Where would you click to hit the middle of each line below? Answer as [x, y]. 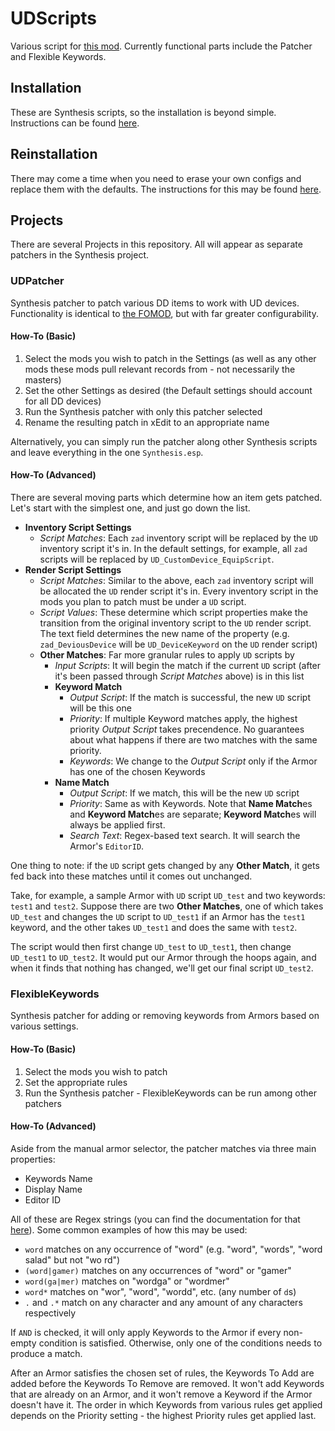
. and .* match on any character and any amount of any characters [163, 1302]
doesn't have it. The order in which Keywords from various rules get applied [166, 1404]
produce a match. [46, 1353]
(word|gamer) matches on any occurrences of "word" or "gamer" [158, 1270]
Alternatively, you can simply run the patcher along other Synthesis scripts [164, 441]
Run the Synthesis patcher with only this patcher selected [143, 411]
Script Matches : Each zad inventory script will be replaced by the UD [179, 538]
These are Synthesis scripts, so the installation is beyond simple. [143, 112]
